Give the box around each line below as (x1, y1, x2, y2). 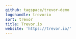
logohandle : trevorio (5, 12, 52, 17)
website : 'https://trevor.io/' (5, 26, 72, 31)
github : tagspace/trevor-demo (5, 7, 70, 13)
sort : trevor (5, 17, 33, 22)
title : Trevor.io (5, 21, 42, 27)
